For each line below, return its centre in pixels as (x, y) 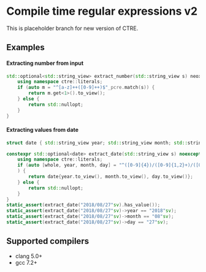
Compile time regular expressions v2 (102, 11)
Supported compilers (48, 241)
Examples (25, 47)
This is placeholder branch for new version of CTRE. (72, 28)
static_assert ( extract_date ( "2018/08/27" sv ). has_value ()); (83, 205)
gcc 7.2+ (26, 262)
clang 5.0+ (29, 256)
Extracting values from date (42, 130)
